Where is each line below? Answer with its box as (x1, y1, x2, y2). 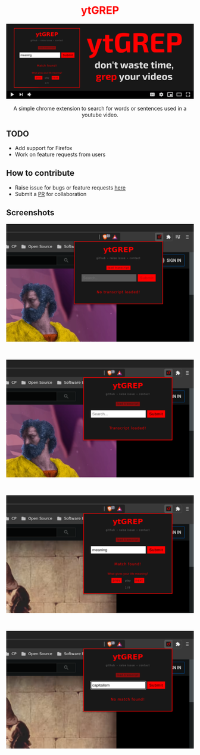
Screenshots (6, 207, 55, 218)
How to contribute (6, 168, 75, 178)
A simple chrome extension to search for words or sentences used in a (13, 105, 187, 112)
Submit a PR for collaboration (14, 190, 87, 197)
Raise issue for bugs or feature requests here (14, 184, 126, 191)
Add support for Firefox (14, 145, 73, 152)
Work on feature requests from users (14, 151, 106, 158)
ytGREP (80, 4, 120, 17)
